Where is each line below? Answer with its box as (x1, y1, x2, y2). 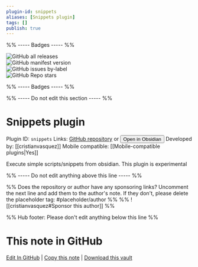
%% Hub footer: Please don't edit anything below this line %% (6, 214, 158, 221)
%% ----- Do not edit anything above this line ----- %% (6, 172, 142, 179)
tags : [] (6, 20, 28, 25)
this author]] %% (73, 202, 115, 210)
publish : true (6, 25, 41, 31)
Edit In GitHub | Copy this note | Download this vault (6, 254, 133, 261)
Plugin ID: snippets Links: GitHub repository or (6, 136, 119, 143)
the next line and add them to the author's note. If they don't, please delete (6, 190, 189, 197)
